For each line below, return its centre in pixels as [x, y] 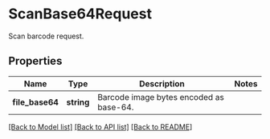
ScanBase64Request [80, 14]
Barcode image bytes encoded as [161, 97]
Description [162, 83]
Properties [35, 61]
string [78, 102]
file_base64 [35, 102]
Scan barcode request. [46, 36]
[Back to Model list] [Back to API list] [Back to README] [100, 127]
